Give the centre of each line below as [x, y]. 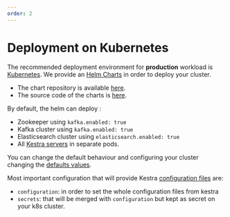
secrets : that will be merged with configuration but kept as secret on [116, 198]
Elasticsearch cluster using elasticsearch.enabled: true [98, 136]
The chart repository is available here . [71, 88]
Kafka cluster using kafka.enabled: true [75, 129]
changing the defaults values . [50, 164]
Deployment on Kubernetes [88, 47]
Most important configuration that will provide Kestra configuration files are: [115, 178]
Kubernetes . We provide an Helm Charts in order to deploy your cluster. [109, 74]
